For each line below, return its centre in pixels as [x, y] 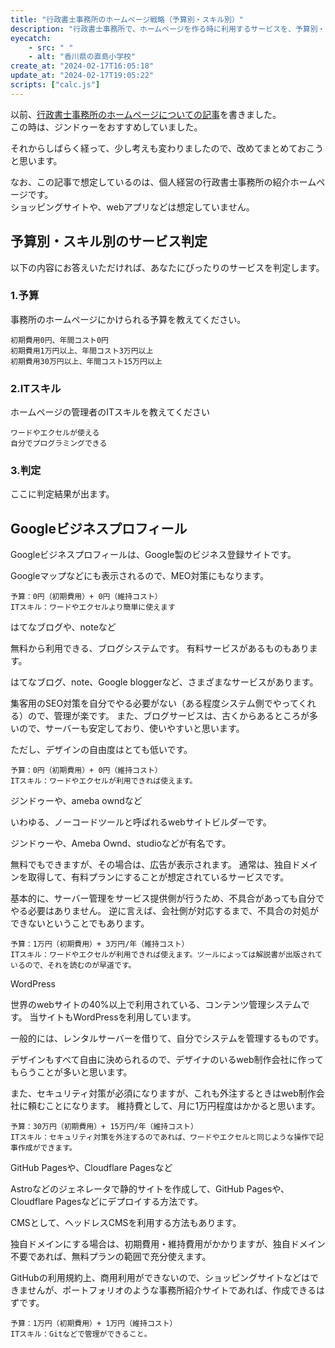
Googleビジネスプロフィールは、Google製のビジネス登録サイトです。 [153, 555]
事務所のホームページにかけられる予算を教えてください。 [128, 319]
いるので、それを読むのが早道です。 [73, 966]
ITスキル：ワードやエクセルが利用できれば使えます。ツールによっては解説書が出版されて [166, 955]
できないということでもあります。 [80, 923]
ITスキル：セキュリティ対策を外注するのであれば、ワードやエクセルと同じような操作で [163, 1137]
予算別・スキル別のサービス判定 [109, 241]
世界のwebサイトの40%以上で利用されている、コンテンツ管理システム [156, 1005]
